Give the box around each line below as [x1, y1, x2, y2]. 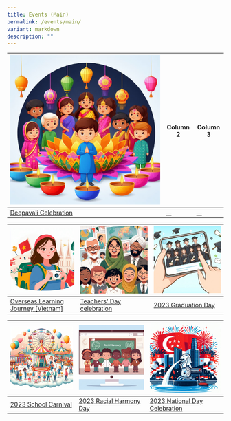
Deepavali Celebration [10, 208, 74, 217]
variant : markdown [7, 25, 60, 32]
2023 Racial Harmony [78, 396, 141, 405]
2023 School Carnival [10, 400, 72, 409]
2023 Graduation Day [153, 301, 215, 309]
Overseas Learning [10, 297, 64, 305]
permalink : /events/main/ [7, 18, 81, 25]
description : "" [7, 33, 54, 40]
